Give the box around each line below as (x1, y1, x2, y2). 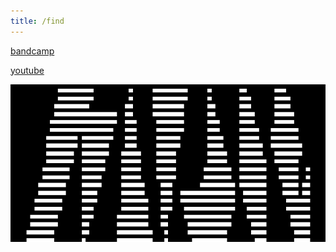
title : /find (10, 16, 65, 26)
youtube (10, 64, 45, 76)
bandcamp (10, 45, 55, 57)
